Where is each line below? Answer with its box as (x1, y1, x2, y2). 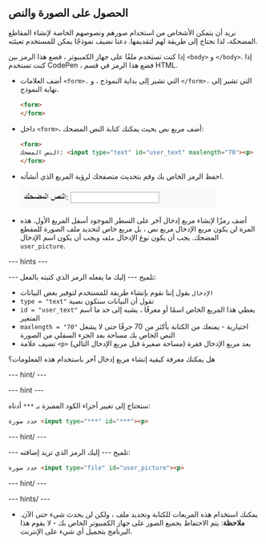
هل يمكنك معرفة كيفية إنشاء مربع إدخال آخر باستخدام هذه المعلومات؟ (8, 354, 216, 364)
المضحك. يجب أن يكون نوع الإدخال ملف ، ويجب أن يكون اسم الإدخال (19, 232, 219, 243)
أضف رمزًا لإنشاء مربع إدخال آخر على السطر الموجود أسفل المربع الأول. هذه (19, 216, 248, 225)
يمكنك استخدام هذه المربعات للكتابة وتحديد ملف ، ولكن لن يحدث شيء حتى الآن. (19, 509, 259, 519)
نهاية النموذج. (19, 84, 59, 94)
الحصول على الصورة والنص (8, 6, 128, 20)
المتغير (19, 313, 40, 323)
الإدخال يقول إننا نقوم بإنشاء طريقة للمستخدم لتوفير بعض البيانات (19, 288, 214, 297)
